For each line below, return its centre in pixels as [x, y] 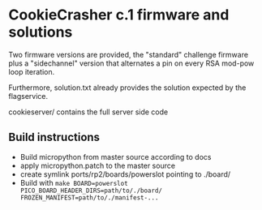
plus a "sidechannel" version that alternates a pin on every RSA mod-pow [131, 63]
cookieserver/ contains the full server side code [88, 112]
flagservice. [28, 96]
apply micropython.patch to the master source [98, 165]
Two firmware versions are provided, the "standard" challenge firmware [129, 54]
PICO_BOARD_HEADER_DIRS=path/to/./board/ [91, 191]
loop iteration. [32, 71]
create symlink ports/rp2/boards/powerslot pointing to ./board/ [125, 174]
